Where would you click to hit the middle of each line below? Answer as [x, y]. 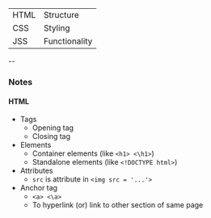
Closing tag [51, 136]
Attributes [36, 171]
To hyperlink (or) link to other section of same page [118, 205]
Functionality [68, 41]
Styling [57, 28]
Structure [61, 15]
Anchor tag [39, 188]
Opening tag [53, 128]
